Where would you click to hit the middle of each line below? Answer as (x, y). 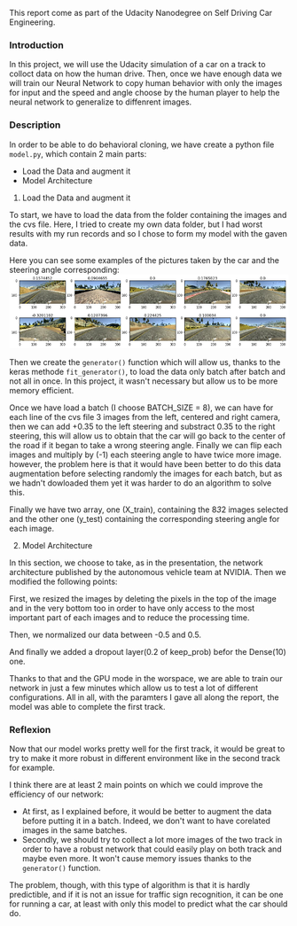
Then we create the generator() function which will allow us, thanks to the (145, 362)
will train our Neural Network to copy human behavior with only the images (146, 83)
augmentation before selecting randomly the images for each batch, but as (146, 473)
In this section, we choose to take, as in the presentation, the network (136, 563)
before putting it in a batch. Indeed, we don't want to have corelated (146, 821)
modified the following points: (63, 581)
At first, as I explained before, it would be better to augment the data (147, 812)
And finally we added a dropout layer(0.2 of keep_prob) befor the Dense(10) (148, 651)
